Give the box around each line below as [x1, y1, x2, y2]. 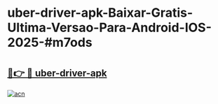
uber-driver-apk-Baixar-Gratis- [7, 5, 193, 21]
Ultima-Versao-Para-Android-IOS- [7, 20, 212, 36]
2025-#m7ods [7, 35, 93, 50]
